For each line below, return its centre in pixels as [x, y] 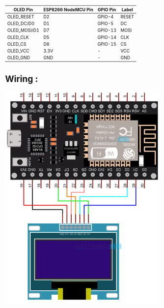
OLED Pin [23, 9]
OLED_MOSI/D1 [23, 31]
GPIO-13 [107, 31]
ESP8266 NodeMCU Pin [68, 9]
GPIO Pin [107, 9]
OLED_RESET [21, 16]
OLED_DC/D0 [21, 23]
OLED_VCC [18, 51]
